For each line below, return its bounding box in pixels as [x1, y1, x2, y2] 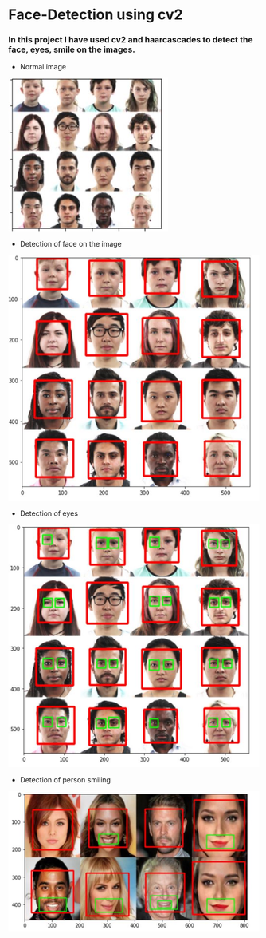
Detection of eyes [19, 509, 78, 518]
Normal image [19, 62, 66, 72]
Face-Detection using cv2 [8, 6, 183, 24]
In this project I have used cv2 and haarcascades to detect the [8, 34, 253, 46]
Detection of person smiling [19, 775, 111, 785]
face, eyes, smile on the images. [8, 44, 135, 55]
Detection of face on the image [19, 239, 122, 249]
